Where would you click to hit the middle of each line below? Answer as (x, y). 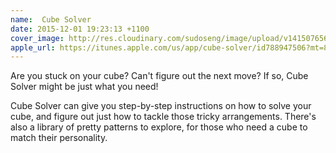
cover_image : (37, 38)
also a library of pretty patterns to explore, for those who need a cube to (159, 127)
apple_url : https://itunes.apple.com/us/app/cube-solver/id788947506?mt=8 (169, 47)
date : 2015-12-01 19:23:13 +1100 (80, 29)
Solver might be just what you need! (84, 87)
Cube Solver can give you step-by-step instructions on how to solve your (161, 106)
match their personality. (59, 138)
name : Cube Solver (51, 19)
